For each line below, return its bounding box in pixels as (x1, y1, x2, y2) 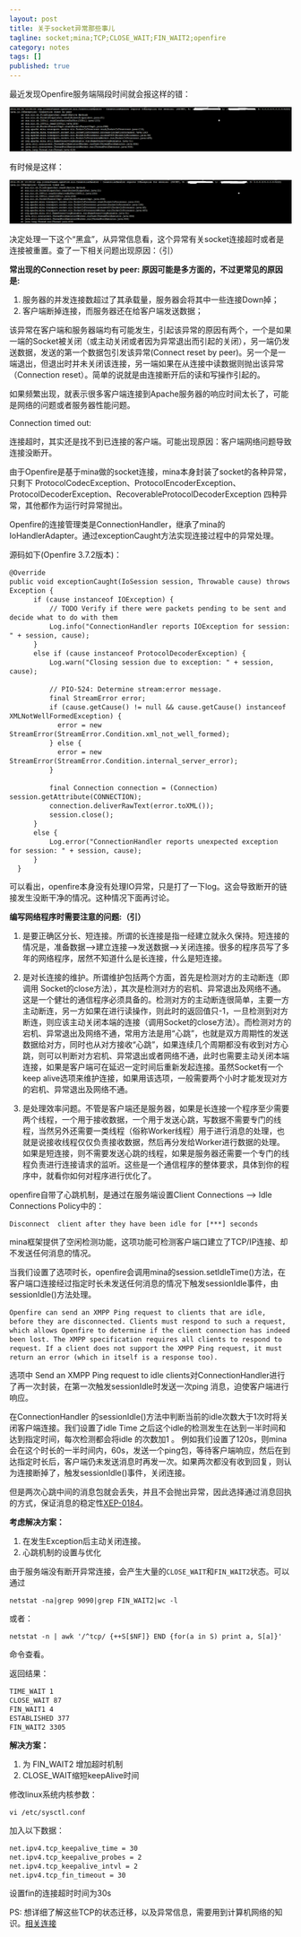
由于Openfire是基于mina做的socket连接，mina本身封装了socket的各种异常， (9, 466, 291, 477)
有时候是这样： (9, 161, 64, 172)
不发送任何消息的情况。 (9, 1247, 96, 1258)
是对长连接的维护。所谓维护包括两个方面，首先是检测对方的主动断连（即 (21, 972, 289, 982)
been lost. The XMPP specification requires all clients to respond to (9, 1335, 282, 1344)
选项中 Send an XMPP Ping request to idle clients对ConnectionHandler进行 (9, 1370, 286, 1380)
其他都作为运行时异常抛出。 (24, 500, 127, 510)
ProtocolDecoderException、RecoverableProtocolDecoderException (9, 489, 262, 499)
